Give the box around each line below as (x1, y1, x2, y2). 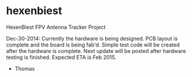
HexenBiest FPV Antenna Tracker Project (6, 24, 106, 31)
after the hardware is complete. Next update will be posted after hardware (6, 47, 186, 54)
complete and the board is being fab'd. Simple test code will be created (6, 41, 180, 48)
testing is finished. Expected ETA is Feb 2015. (6, 53, 116, 61)
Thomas (14, 65, 35, 72)
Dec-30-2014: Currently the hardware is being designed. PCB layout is (6, 35, 178, 42)
